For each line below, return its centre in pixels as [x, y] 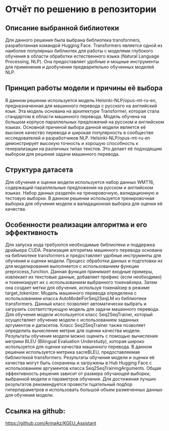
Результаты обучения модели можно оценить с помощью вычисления [81, 336]
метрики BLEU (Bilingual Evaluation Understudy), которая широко [75, 342]
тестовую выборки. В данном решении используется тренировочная [80, 198]
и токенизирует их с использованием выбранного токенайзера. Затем [81, 282]
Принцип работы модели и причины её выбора [84, 88]
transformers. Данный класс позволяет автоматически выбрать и [76, 304]
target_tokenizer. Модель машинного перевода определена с [71, 293]
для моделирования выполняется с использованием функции [72, 266]
